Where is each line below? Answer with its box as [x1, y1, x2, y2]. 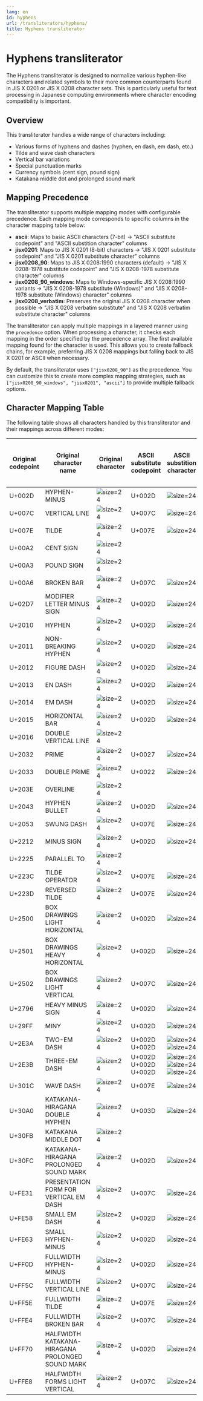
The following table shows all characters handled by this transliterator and [6, 419, 190, 426]
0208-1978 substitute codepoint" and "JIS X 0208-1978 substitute [14, 265, 179, 272]
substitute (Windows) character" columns [28, 291, 132, 298]
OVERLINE [45, 785, 75, 793]
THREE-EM [45, 1057, 79, 1065]
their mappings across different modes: [6, 425, 105, 433]
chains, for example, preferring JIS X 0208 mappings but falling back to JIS [6, 347, 194, 355]
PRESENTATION [45, 1178, 91, 1186]
